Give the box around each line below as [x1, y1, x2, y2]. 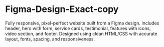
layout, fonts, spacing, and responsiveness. [5, 36, 95, 42]
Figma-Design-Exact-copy [5, 3, 119, 15]
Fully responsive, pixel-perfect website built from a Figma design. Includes [5, 20, 159, 26]
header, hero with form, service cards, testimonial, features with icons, [5, 25, 151, 31]
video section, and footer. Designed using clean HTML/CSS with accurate [5, 30, 157, 36]
